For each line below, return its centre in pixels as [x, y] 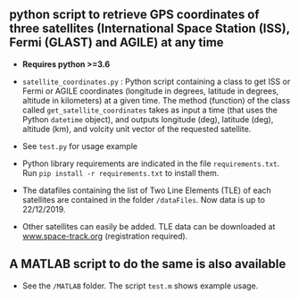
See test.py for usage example [80, 146]
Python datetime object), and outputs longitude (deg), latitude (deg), [148, 119]
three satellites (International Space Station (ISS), [149, 29]
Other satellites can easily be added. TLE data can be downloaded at [149, 226]
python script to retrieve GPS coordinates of [135, 15]
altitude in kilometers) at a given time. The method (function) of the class [156, 100]
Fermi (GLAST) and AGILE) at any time [117, 42]
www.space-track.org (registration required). [105, 236]
